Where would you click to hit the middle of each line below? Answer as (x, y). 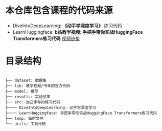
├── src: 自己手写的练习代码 (33, 102)
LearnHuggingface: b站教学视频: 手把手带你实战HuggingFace (78, 32)
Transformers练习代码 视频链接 (46, 38)
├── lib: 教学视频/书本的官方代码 (38, 86)
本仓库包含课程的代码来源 (59, 10)
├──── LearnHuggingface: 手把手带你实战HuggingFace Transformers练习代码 (81, 113)
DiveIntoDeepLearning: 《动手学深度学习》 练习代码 (67, 26)
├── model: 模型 (22, 91)
